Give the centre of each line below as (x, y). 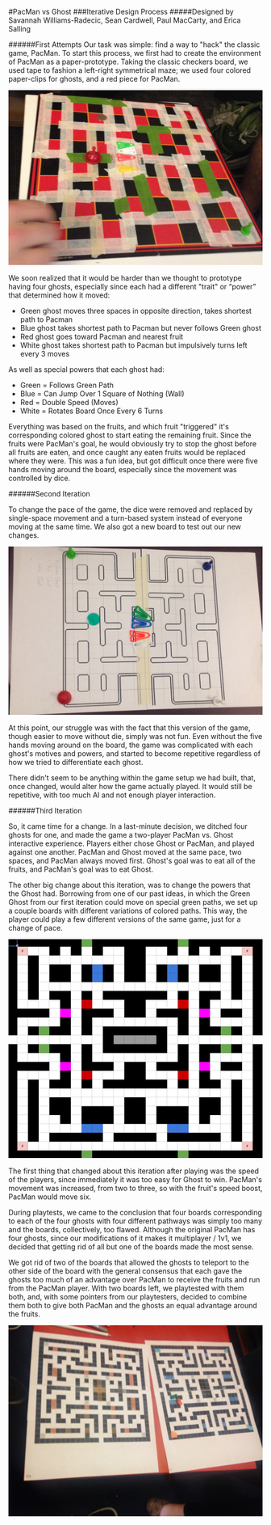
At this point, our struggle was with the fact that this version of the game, (129, 728)
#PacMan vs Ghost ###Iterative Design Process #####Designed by (121, 12)
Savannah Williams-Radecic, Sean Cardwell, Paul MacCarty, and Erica (125, 20)
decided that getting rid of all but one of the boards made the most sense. (131, 1247)
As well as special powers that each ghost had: (87, 370)
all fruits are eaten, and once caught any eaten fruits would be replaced (127, 452)
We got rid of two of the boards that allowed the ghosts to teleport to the (129, 1263)
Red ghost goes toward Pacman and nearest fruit (102, 336)
